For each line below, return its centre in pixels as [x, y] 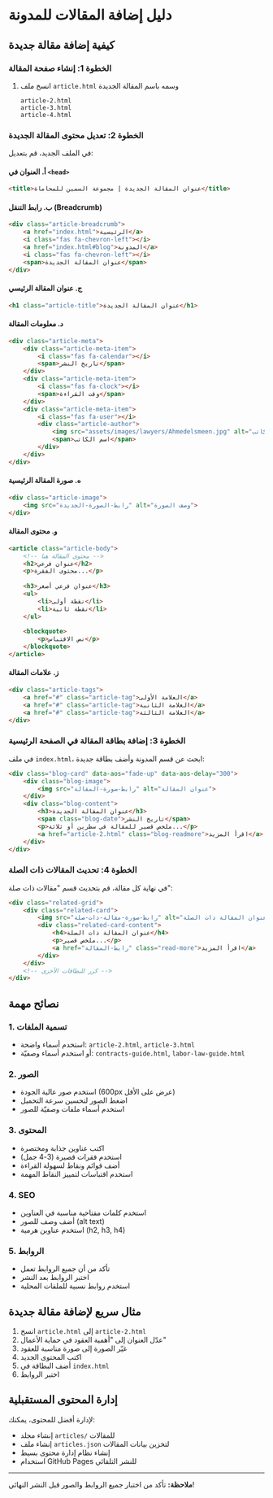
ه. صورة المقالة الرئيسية [45, 481]
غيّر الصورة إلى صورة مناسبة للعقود [74, 1348]
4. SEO [22, 1195]
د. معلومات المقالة [36, 324]
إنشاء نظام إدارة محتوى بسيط [65, 1452]
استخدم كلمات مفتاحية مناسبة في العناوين [83, 1213]
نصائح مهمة [34, 1003]
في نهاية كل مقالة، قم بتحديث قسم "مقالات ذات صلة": [91, 887]
